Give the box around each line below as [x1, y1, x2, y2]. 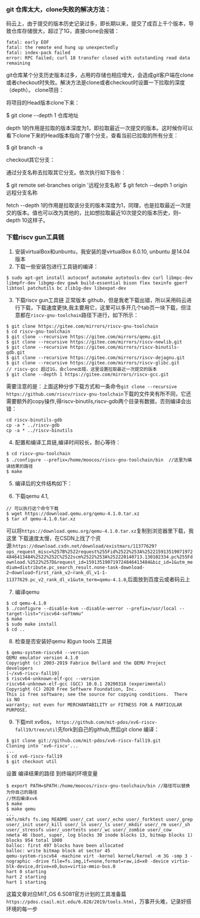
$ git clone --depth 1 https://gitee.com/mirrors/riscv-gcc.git [6, 372, 169, 377]
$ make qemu [6, 806, 36, 812]
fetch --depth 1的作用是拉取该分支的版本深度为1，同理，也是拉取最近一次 [6, 202, 186, 209]
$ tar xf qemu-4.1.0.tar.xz [6, 515, 76, 522]
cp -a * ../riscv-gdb [6, 422, 60, 428]
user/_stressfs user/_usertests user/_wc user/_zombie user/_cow [6, 827, 171, 833]
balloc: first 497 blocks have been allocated [6, 842, 124, 849]
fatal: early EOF [6, 39, 49, 45]
